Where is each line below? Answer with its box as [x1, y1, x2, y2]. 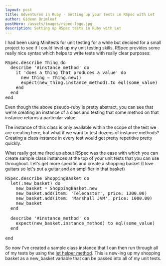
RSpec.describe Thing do [5, 60, 66, 65]
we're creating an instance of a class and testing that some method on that [5, 109, 159, 115]
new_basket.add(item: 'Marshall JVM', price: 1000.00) [15, 196, 153, 201]
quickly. [5, 140, 21, 146]
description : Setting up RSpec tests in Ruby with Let [5, 26, 122, 31]
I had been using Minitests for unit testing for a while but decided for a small [5, 39, 162, 45]
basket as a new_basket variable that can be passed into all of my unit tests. [5, 256, 162, 262]
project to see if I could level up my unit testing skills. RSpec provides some [5, 45, 161, 51]
